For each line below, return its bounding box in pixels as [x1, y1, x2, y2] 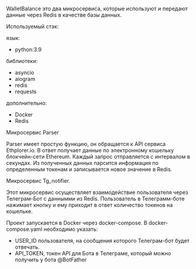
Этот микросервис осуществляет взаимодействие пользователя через [6, 189, 189, 196]
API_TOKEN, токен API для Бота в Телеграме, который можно [14, 250, 172, 257]
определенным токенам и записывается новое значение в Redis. [6, 166, 173, 173]
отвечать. [14, 243, 40, 251]
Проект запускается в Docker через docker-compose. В [6, 220, 148, 226]
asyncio [14, 69, 35, 76]
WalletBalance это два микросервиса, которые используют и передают [6, 5, 188, 12]
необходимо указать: [43, 226, 98, 233]
